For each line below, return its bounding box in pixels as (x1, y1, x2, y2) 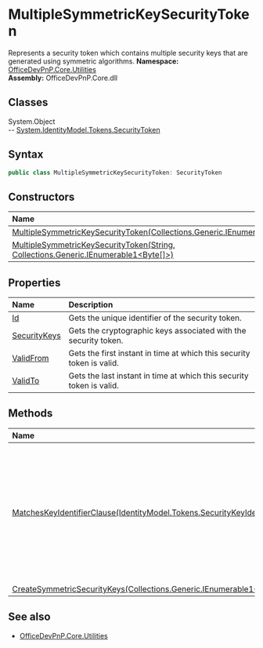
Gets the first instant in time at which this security (68, 348, 250, 359)
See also (8, 610, 51, 624)
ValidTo (12, 375, 40, 386)
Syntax (8, 147, 44, 162)
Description (68, 300, 113, 311)
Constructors (8, 190, 75, 203)
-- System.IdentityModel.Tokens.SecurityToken (8, 125, 160, 134)
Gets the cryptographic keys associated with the (68, 326, 247, 337)
